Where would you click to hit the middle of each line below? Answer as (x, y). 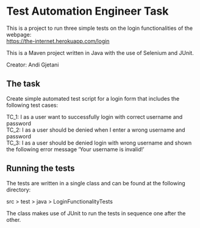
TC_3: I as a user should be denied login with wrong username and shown (99, 143)
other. (14, 219)
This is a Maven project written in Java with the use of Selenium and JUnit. (100, 52)
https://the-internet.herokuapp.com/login (58, 41)
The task (23, 84)
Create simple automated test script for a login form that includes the (93, 98)
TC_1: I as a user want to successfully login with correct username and (95, 116)
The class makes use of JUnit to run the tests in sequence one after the (96, 213)
